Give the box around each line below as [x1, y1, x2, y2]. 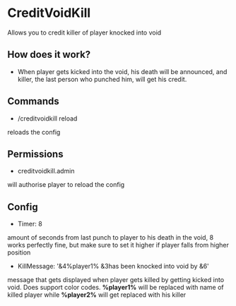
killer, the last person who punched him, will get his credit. [17, 75, 187, 83]
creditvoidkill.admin [17, 167, 76, 176]
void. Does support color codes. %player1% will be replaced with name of [7, 283, 224, 292]
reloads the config [7, 128, 61, 136]
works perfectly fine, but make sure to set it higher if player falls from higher [7, 241, 230, 250]
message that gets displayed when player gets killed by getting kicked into [7, 276, 225, 284]
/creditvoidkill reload [17, 114, 78, 123]
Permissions [7, 148, 64, 160]
